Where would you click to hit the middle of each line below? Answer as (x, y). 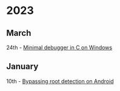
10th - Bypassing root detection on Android (60, 81)
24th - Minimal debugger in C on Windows (59, 47)
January (22, 66)
